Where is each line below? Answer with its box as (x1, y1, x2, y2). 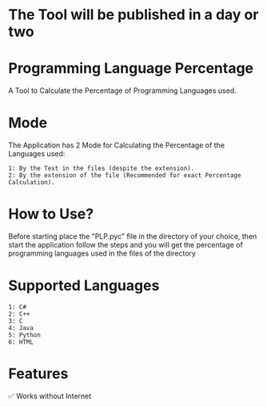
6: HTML (8, 338, 34, 346)
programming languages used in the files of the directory (8, 248, 196, 258)
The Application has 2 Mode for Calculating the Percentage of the (8, 140, 225, 150)
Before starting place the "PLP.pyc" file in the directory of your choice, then (8, 232, 257, 241)
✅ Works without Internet (8, 391, 92, 401)
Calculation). (8, 179, 56, 187)
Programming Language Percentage (8, 59, 254, 78)
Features (8, 365, 69, 383)
